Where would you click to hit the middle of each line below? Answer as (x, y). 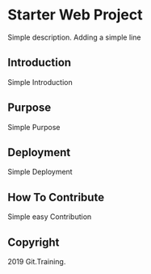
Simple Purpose (34, 127)
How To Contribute (56, 197)
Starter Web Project (75, 15)
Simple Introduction (40, 82)
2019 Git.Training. (37, 261)
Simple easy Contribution (50, 217)
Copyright (34, 242)
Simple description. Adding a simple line (74, 37)
